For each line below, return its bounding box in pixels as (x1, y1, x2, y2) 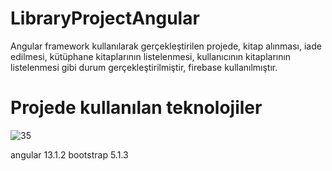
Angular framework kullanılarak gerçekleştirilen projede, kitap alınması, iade (10, 40, 322, 52)
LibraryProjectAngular (10, 7, 200, 30)
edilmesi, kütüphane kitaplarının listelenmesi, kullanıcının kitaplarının (10, 50, 292, 62)
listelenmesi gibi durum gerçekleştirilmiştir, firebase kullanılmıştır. (10, 61, 278, 73)
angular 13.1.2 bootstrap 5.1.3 (10, 148, 129, 161)
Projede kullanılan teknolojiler (10, 97, 263, 119)
